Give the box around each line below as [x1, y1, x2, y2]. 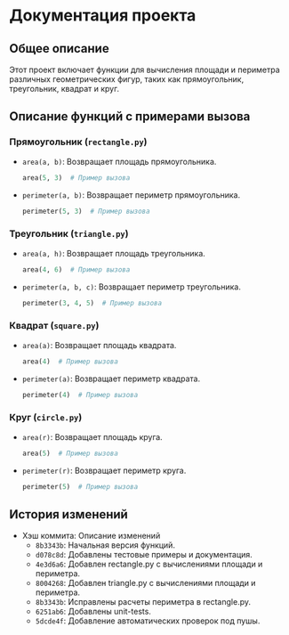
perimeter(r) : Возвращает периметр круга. [21, 465, 187, 476]
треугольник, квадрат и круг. [9, 84, 120, 94]
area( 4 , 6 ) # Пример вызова [21, 265, 131, 274]
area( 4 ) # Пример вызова [21, 357, 118, 366]
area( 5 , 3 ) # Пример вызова [21, 173, 131, 183]
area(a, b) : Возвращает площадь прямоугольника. [21, 156, 217, 167]
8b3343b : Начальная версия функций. [35, 540, 176, 550]
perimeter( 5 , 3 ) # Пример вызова [21, 207, 150, 216]
